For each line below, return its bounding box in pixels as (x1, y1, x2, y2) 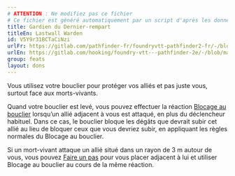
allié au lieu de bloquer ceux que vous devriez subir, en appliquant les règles (7, 124, 228, 133)
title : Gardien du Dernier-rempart (7, 23, 111, 30)
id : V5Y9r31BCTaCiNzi (7, 36, 71, 43)
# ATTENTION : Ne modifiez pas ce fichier (7, 10, 133, 17)
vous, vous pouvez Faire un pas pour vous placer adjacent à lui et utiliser (7, 153, 218, 161)
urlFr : (7, 43, 27, 50)
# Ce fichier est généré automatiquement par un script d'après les (7, 17, 211, 24)
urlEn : (7, 50, 27, 57)
